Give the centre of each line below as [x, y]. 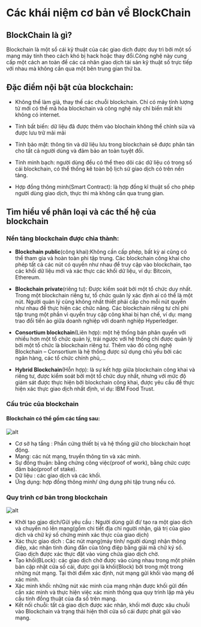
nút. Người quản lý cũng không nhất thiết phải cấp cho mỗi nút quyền [100, 301]
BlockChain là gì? [39, 35]
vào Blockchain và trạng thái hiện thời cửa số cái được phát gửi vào [98, 611]
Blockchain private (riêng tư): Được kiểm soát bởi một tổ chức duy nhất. [103, 289]
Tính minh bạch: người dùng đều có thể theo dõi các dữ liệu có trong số [103, 162]
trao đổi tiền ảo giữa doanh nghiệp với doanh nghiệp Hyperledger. [96, 321]
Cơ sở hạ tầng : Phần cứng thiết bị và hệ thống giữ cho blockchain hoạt [103, 443]
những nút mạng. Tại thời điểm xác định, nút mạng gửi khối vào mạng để [104, 573]
